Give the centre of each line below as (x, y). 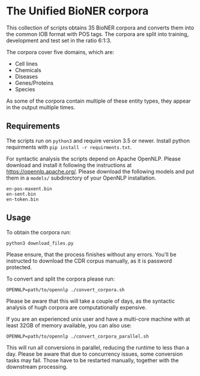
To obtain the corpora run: (39, 232)
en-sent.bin (21, 194)
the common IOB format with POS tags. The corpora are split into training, (98, 34)
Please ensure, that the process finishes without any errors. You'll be (91, 254)
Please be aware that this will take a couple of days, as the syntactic (91, 301)
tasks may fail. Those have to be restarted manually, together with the (92, 360)
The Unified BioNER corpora (77, 11)
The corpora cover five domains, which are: (60, 52)
